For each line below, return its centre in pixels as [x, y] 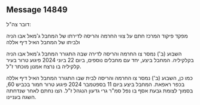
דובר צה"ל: [19, 24]
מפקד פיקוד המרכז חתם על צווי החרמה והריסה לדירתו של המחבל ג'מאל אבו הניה [97, 36]
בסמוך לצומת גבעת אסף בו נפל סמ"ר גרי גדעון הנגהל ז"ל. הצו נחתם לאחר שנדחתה [100, 90]
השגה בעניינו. [21, 97]
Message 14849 [37, 10]
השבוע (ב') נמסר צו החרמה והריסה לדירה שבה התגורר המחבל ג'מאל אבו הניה [94, 54]
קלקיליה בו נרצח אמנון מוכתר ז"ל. [44, 66]
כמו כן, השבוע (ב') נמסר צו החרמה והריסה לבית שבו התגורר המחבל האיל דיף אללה [100, 78]
